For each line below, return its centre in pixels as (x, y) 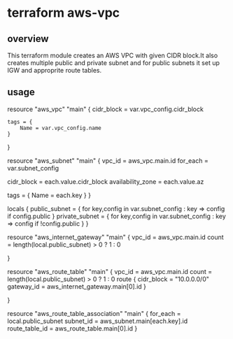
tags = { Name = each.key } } (49, 195)
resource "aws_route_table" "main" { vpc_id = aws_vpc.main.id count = (110, 271)
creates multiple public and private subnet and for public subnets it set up (114, 63)
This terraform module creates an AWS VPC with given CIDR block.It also (113, 55)
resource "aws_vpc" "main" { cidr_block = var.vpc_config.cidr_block (106, 109)
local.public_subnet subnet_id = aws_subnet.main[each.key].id (98, 321)
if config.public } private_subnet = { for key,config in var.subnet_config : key (116, 216)
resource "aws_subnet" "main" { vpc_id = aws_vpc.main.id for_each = (108, 160)
